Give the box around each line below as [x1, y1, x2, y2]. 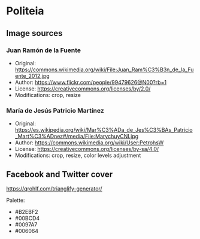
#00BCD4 [14, 214, 40, 222]
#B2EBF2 [14, 208, 38, 215]
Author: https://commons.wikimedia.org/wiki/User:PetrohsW [14, 139, 164, 146]
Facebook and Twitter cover [6, 169, 113, 179]
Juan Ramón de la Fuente [6, 46, 81, 55]
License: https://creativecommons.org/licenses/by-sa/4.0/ [14, 146, 159, 153]
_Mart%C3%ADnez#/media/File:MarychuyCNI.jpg [14, 133, 139, 140]
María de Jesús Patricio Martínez [6, 106, 105, 114]
